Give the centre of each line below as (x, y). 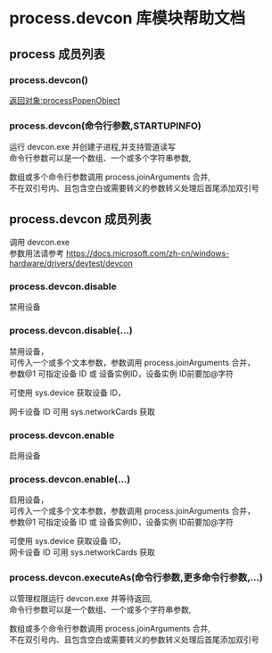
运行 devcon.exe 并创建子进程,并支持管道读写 (92, 147)
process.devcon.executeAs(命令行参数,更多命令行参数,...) (136, 578)
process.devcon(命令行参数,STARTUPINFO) (106, 126)
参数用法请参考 (37, 253)
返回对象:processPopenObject (65, 100)
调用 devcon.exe (40, 242)
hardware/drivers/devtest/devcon (71, 263)
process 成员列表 (57, 54)
